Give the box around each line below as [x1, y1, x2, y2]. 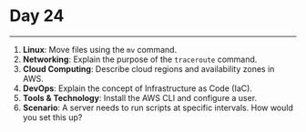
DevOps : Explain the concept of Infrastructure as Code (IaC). [22, 83, 253, 94]
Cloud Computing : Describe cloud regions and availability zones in [22, 63, 275, 74]
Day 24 [9, 5, 65, 26]
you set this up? [22, 111, 83, 123]
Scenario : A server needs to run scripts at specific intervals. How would [22, 102, 294, 113]
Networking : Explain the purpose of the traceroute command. [22, 54, 258, 65]
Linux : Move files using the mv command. [22, 44, 178, 55]
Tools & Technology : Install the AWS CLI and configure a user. [22, 92, 258, 103]
